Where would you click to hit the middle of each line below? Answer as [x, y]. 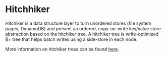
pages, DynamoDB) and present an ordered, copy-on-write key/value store [83, 28]
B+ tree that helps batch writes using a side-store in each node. [71, 39]
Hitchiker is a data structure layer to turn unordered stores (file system [78, 23]
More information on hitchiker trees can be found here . [62, 49]
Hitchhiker [28, 9]
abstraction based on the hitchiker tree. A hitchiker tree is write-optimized [82, 34]
